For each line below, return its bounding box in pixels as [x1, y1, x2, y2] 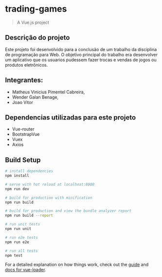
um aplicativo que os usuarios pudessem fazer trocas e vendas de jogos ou [5, 57, 157, 63]
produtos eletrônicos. [5, 62, 48, 68]
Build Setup [5, 156, 41, 164]
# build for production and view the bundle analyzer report [5, 208, 132, 213]
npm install [5, 173, 29, 178]
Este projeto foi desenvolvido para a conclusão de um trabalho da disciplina [5, 46, 157, 52]
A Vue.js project [17, 19, 50, 25]
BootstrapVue [12, 131, 40, 137]
